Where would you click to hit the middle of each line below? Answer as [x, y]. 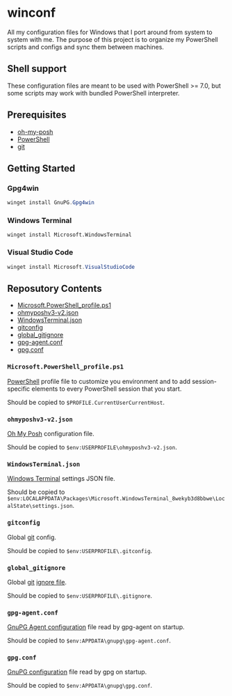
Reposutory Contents [55, 288]
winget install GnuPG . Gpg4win [51, 203]
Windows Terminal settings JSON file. [61, 479]
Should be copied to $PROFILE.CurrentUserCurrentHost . [86, 402]
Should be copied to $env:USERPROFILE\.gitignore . [80, 595]
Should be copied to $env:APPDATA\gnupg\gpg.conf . [80, 686]
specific [19, 389]
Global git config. [32, 537]
